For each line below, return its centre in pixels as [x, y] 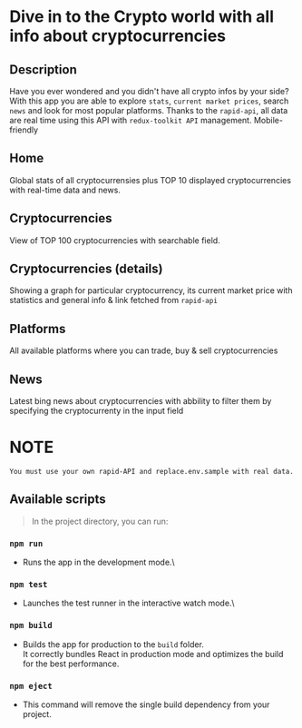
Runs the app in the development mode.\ [98, 562]
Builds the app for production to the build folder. [113, 644]
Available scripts [58, 500]
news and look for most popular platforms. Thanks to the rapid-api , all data [149, 110]
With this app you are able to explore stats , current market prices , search [149, 101]
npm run [26, 543]
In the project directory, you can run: [100, 521]
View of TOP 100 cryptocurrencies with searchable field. [115, 240]
